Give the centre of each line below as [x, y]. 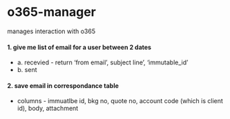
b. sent [27, 70]
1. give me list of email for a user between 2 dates [79, 47]
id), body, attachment [48, 109]
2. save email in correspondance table [63, 85]
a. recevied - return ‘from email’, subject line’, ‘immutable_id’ [103, 62]
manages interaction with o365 [51, 31]
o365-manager [52, 12]
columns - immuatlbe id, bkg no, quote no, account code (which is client [120, 101]
